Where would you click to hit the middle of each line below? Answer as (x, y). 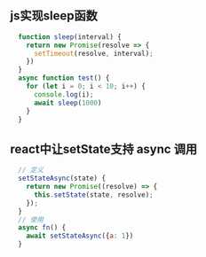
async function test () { (64, 78)
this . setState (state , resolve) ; (93, 195)
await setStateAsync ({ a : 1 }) (80, 236)
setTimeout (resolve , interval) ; (93, 53)
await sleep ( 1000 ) (67, 103)
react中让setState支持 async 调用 (104, 149)
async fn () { (42, 228)
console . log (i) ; (63, 94)
